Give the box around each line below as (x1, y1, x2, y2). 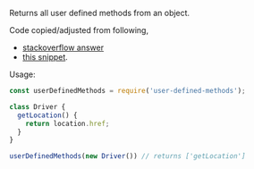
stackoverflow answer (21, 42, 105, 53)
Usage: (9, 69, 36, 80)
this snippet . (21, 52, 69, 62)
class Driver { (9, 102, 66, 111)
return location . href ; (25, 119, 110, 128)
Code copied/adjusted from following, (9, 25, 149, 35)
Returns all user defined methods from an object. (9, 8, 190, 18)
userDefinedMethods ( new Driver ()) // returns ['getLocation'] (9, 152, 246, 161)
